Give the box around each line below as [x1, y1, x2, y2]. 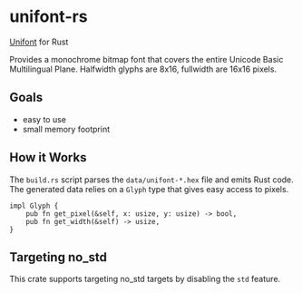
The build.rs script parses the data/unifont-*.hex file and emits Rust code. [9, 174, 295, 185]
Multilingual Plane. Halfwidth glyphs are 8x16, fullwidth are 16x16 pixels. [9, 63, 278, 74]
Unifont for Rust [9, 36, 69, 47]
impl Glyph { [9, 201, 59, 210]
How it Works [9, 150, 87, 165]
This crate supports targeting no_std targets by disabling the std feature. [9, 274, 281, 285]
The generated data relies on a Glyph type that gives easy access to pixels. [9, 183, 289, 194]
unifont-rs [9, 6, 88, 27]
